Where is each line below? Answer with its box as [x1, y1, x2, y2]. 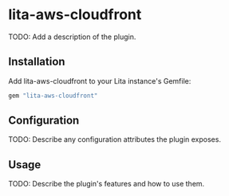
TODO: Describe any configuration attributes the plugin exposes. [8, 135, 222, 144]
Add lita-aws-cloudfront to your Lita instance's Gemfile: [8, 76, 191, 85]
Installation [8, 55, 65, 69]
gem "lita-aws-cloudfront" [8, 92, 98, 100]
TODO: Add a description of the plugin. [8, 32, 136, 41]
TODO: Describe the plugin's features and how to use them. [8, 179, 205, 189]
